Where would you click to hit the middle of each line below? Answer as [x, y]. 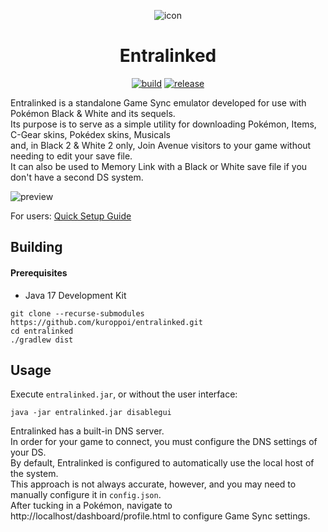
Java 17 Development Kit [75, 295]
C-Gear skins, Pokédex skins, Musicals [90, 134]
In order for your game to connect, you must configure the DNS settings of [164, 442]
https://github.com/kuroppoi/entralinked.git [106, 322]
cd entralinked [42, 331]
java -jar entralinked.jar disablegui [91, 413]
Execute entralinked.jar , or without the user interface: [124, 394]
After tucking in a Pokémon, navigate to [91, 506]
